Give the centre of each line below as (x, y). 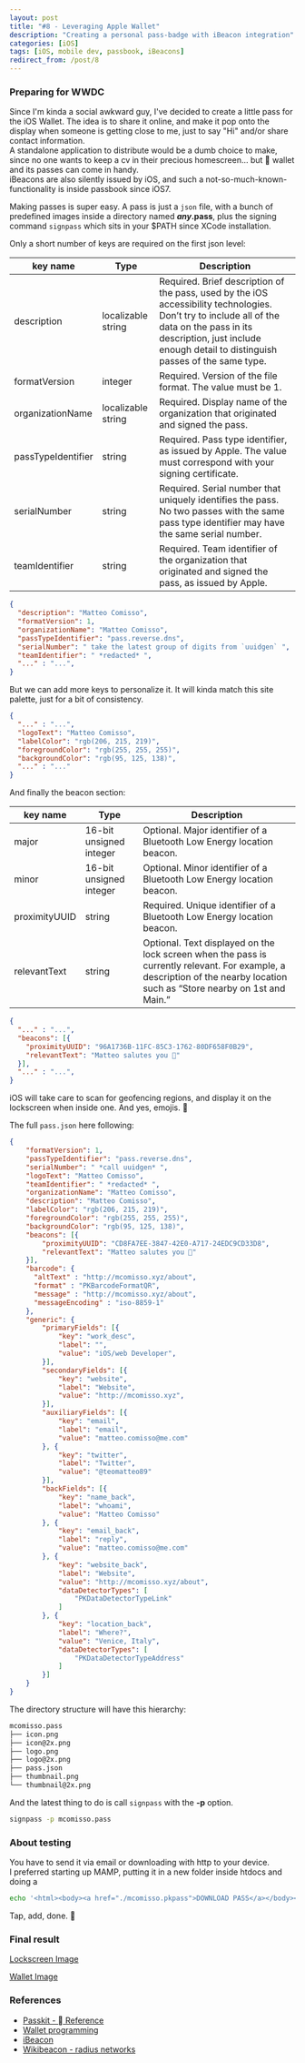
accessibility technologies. (215, 304)
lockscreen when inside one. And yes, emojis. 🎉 (99, 1107)
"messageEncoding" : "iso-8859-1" (99, 1302)
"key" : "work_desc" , (97, 1337)
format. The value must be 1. (220, 388)
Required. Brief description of (221, 281)
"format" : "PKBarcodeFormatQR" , (97, 1286)
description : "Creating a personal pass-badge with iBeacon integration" (152, 35)
